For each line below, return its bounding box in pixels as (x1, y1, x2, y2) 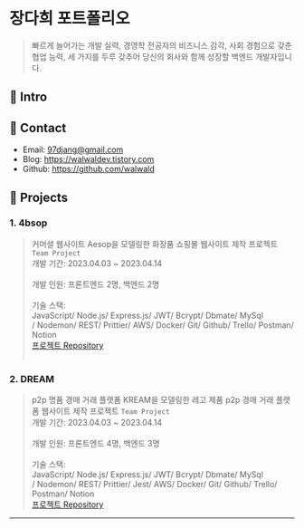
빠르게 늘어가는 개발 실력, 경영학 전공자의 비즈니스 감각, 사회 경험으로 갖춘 (31, 40, 292, 51)
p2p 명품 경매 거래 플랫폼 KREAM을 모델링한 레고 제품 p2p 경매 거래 (31, 395, 274, 406)
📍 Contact (9, 120, 67, 136)
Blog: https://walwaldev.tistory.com (22, 154, 155, 165)
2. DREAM (9, 372, 55, 385)
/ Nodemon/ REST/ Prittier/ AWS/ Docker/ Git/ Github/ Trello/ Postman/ (31, 319, 294, 331)
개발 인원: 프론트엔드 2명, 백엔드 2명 (31, 278, 160, 290)
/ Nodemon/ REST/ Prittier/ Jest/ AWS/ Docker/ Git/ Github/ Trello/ (31, 479, 278, 490)
